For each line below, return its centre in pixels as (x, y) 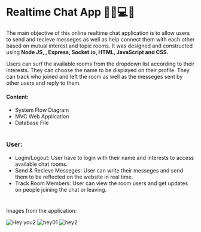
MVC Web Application (42, 117)
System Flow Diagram (42, 110)
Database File (32, 123)
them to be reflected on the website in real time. (74, 177)
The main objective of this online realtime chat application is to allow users (98, 33)
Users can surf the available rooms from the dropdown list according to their (100, 64)
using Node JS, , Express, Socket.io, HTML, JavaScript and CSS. (87, 52)
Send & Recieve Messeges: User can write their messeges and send (99, 170)
